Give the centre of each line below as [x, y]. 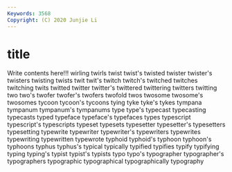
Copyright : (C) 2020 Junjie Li [52, 20]
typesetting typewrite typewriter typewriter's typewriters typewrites [104, 132]
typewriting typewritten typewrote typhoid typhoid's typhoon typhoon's [109, 140]
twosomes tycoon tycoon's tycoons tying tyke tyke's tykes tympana [105, 103]
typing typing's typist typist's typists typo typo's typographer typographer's [116, 154]
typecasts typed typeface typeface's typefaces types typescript [99, 117]
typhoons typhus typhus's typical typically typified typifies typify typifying [113, 146]
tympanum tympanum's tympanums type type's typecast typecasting [107, 110]
